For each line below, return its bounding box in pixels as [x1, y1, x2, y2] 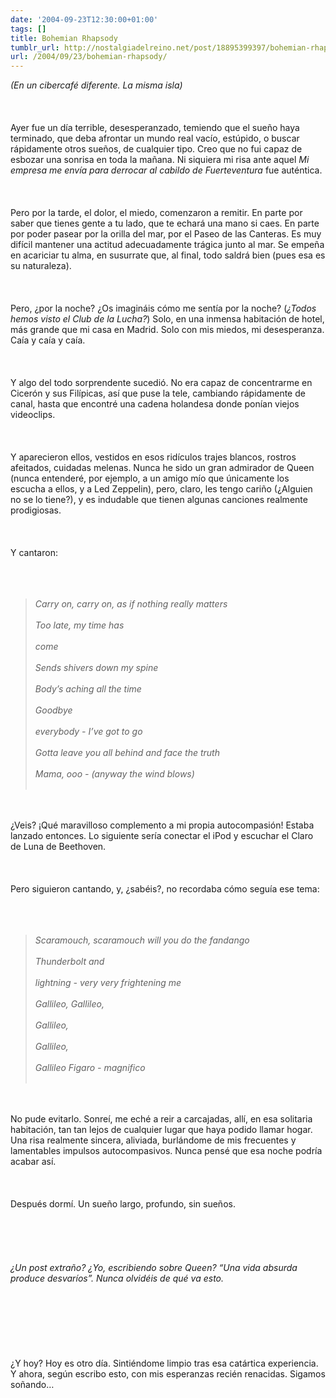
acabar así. [10, 1156, 57, 1168]
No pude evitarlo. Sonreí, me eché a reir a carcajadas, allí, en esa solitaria [10, 1113, 313, 1125]
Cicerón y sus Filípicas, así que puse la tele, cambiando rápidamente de [10, 387, 306, 400]
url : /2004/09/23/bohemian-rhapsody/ [10, 52, 168, 62]
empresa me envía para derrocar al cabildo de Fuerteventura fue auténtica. [10, 164, 323, 176]
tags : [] [10, 24, 47, 34]
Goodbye [34, 704, 73, 716]
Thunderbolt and [34, 956, 105, 968]
